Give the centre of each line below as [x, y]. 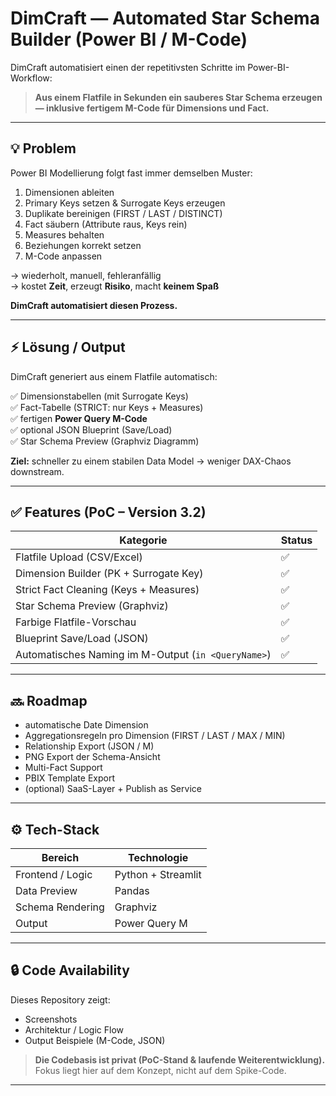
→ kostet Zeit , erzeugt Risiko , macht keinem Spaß [115, 286]
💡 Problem [43, 148]
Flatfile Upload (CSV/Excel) [79, 557]
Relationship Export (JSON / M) [89, 746]
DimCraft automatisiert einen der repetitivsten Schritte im [128, 67]
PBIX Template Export [69, 778]
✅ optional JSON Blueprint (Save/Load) [91, 429]
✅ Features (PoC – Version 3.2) [108, 512]
